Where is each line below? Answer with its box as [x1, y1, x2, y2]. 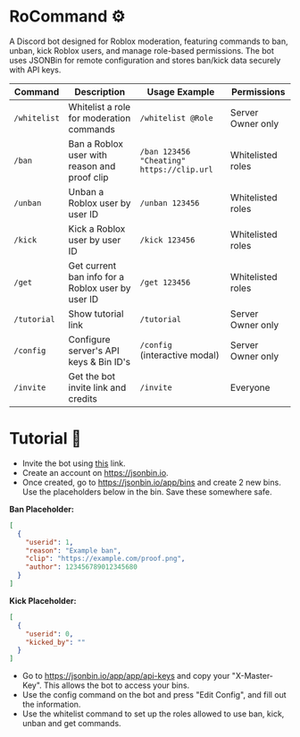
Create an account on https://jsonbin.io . [21, 467, 169, 478]
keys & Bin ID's [68, 355, 131, 368]
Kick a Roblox [68, 222, 126, 234]
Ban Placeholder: [9, 504, 74, 514]
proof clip [68, 171, 109, 183]
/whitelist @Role [139, 113, 214, 123]
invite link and [68, 381, 127, 394]
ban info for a [68, 270, 125, 283]
